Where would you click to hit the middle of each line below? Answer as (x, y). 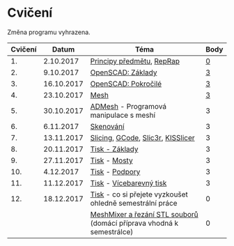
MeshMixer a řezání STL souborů (144, 214)
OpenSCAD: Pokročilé (126, 84)
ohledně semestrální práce (134, 203)
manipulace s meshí (123, 115)
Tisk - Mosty (112, 160)
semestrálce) (112, 231)
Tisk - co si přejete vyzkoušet (139, 194)
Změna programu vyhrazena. (49, 32)
